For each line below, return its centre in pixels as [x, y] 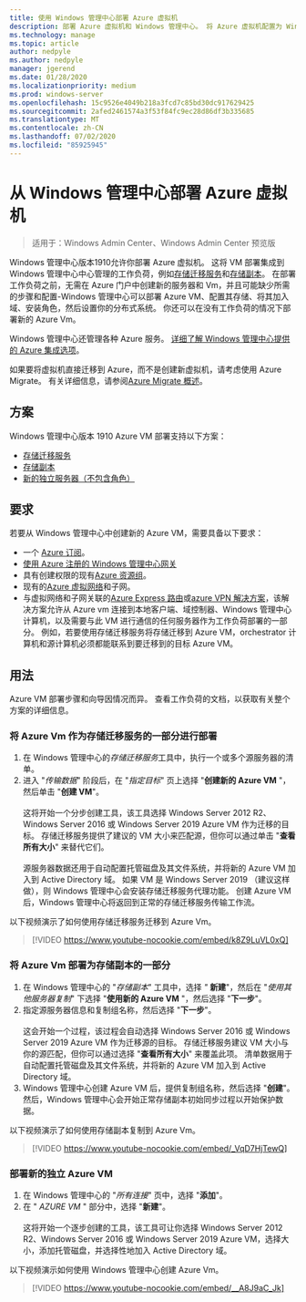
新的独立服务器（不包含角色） [78, 478]
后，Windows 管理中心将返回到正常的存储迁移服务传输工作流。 [141, 903]
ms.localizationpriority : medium [73, 86]
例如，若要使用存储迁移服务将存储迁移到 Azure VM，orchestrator [163, 632]
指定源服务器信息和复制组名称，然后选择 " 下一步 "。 [119, 1009]
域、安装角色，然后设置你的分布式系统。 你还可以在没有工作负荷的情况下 [146, 307]
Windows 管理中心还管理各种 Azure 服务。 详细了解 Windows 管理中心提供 [150, 338]
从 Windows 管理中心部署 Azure [131, 193]
